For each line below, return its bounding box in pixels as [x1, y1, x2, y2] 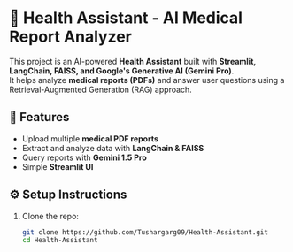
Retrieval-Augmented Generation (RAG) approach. [9, 84, 192, 95]
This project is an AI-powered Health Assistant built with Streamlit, [9, 56, 257, 66]
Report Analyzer [9, 27, 133, 47]
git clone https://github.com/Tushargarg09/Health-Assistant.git [21, 227, 268, 237]
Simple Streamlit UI [21, 161, 94, 172]
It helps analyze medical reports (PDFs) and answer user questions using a [9, 74, 285, 85]
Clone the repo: [21, 210, 80, 221]
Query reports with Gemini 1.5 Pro [21, 152, 148, 163]
